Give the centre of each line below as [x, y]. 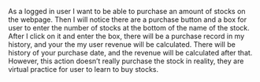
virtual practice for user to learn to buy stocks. [84, 69]
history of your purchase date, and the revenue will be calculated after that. [130, 53]
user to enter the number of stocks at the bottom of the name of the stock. [129, 28]
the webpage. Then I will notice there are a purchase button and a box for [127, 20]
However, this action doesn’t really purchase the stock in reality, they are [126, 61]
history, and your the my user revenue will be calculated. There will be [122, 45]
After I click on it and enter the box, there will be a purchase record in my [126, 36]
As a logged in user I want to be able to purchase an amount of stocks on [127, 11]
